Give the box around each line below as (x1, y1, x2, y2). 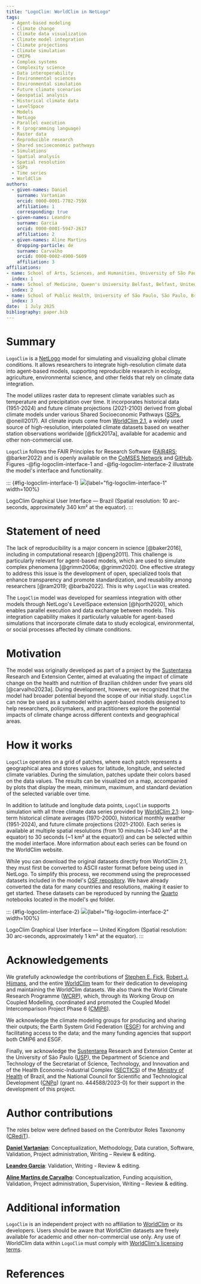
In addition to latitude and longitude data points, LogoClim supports (6, 801, 170, 808)
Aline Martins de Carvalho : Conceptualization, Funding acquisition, (6, 1173, 173, 1180)
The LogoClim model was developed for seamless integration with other (6, 594, 182, 601)
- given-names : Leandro (11, 215, 71, 221)
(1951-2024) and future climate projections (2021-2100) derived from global (6, 404, 193, 412)
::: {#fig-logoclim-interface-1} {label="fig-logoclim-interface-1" (6, 479, 167, 486)
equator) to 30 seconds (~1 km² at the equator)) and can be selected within (6, 833, 192, 841)
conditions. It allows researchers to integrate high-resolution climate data (6, 361, 187, 368)
